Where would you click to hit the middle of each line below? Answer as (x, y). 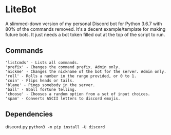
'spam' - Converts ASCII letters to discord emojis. (63, 99)
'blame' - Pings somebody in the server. (50, 85)
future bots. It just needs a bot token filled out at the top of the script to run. (85, 34)
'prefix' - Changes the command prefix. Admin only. (63, 67)
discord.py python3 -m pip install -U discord (55, 126)
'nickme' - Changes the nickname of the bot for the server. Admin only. (86, 71)
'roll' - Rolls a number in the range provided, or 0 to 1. (71, 76)
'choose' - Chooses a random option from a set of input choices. (78, 94)
